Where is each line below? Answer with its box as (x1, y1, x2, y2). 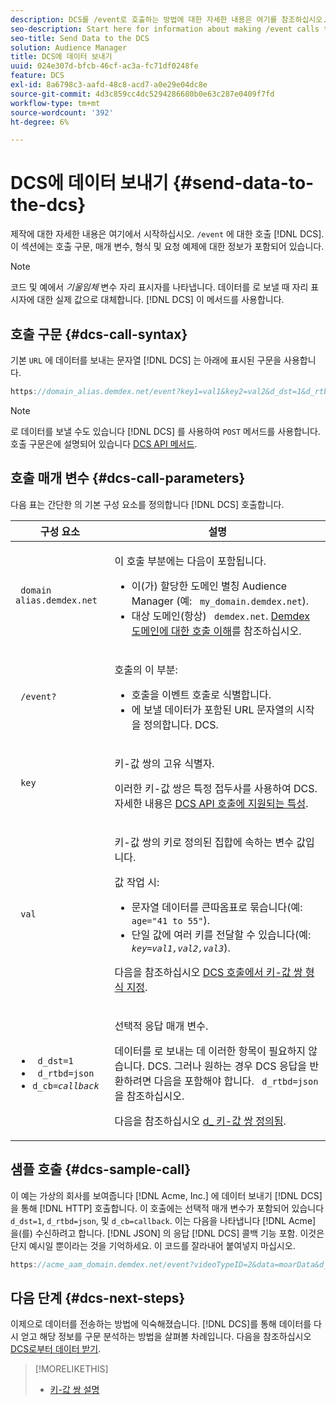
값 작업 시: (114, 875, 160, 889)
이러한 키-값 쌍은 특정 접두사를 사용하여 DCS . (114, 781, 318, 795)
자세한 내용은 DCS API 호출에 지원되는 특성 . (114, 796, 309, 810)
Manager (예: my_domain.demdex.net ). (131, 594, 310, 608)
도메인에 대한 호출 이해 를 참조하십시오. (131, 624, 302, 638)
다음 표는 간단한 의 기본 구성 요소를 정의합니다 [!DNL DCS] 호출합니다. (10, 498, 285, 510)
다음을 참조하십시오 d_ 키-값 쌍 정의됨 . (114, 1114, 287, 1128)
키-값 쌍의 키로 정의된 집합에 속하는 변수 (114, 835, 295, 849)
